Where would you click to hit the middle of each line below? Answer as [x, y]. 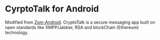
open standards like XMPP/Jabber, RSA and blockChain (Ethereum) [72, 27]
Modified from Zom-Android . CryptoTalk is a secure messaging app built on [80, 22]
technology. [17, 32]
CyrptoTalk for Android [52, 9]
